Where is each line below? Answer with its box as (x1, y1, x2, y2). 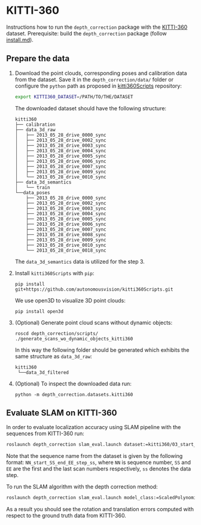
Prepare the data (6, 53, 70, 64)
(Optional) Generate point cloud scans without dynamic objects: (14, 319, 173, 326)
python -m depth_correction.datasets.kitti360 (14, 391, 133, 397)
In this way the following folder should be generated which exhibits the (14, 346, 190, 354)
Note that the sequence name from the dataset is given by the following (6, 452, 183, 460)
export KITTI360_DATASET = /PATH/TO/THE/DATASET (14, 93, 133, 99)
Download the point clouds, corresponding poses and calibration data (14, 70, 187, 77)
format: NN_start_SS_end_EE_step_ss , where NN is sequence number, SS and (6, 459, 191, 466)
